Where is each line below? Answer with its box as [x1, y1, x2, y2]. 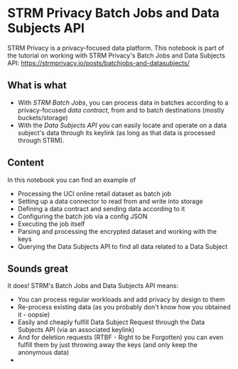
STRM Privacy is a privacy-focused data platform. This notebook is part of [7, 43, 225, 52]
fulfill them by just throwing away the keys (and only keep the [17, 341, 198, 349]
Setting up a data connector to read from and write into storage [17, 197, 204, 205]
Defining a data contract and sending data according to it [17, 204, 185, 213]
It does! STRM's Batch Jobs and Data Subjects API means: [7, 282, 179, 290]
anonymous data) [17, 348, 70, 357]
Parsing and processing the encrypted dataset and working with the [17, 227, 217, 235]
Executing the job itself [17, 219, 85, 228]
